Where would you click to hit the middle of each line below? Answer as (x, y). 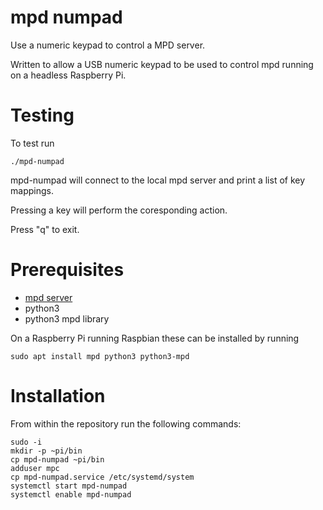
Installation (58, 396)
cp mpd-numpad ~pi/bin (57, 459)
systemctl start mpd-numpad (69, 486)
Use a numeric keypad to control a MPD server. (108, 45)
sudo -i (26, 442)
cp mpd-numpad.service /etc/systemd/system (102, 477)
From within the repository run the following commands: (126, 423)
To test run (32, 143)
